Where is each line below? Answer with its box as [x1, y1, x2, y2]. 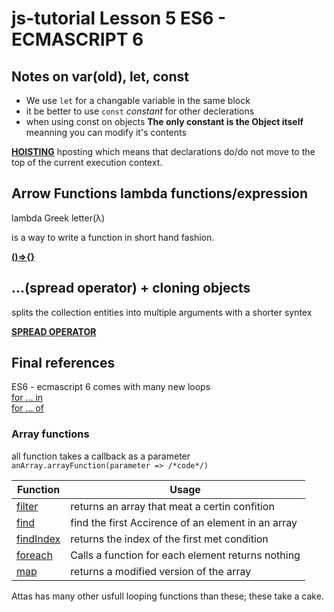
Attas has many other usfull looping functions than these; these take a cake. [11, 590, 324, 602]
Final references [11, 355, 116, 372]
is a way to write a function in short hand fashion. [11, 231, 215, 243]
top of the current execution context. [11, 157, 163, 168]
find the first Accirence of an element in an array [70, 515, 298, 529]
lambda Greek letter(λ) [11, 212, 106, 224]
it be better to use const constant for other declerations [25, 105, 255, 117]
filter [16, 499, 39, 513]
